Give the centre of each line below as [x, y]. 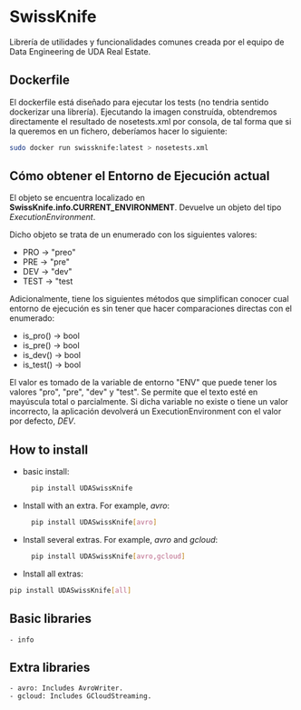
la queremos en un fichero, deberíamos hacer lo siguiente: [119, 131]
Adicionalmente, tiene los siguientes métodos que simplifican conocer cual [149, 299]
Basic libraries [51, 619]
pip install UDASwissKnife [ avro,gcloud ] [108, 556]
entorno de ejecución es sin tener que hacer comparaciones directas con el [151, 309]
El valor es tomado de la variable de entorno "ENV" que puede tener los [143, 383]
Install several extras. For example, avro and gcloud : [120, 540]
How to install [49, 450]
